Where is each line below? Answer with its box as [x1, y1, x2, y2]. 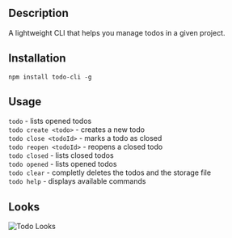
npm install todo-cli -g [8, 73, 92, 81]
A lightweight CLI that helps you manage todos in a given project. [8, 28, 226, 37]
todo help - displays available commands [8, 176, 146, 186]
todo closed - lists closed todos [8, 151, 115, 160]
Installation [8, 52, 66, 66]
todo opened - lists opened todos [8, 159, 117, 169]
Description [8, 6, 69, 20]
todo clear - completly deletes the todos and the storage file [8, 168, 212, 177]
